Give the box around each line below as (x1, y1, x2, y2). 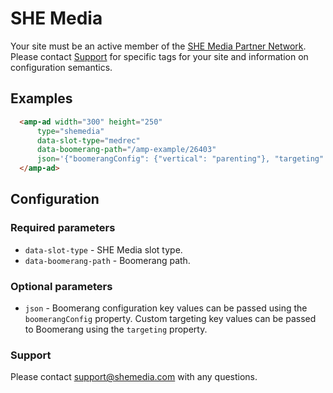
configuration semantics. (10, 61, 113, 73)
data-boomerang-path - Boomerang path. (24, 254, 191, 266)
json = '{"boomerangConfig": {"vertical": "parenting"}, (36, 154, 271, 164)
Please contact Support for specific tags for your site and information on (10, 50, 309, 62)
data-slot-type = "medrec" (36, 135, 141, 146)
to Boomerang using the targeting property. (24, 323, 208, 335)
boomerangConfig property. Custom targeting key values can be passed (24, 312, 317, 324)
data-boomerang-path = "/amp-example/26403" (36, 145, 217, 155)
